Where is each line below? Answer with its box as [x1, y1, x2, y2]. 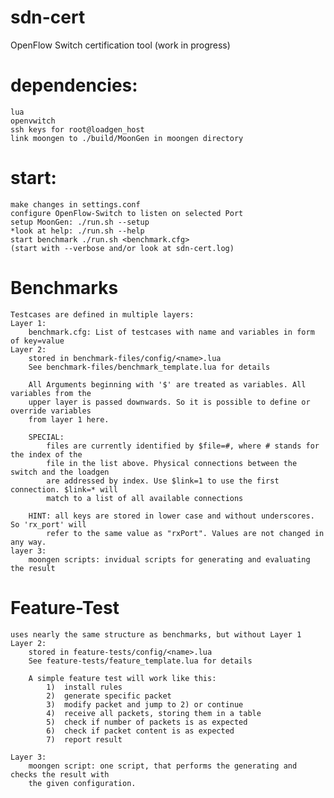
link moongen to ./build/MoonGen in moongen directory [10, 133, 244, 143]
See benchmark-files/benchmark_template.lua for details [28, 362, 271, 372]
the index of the [10, 449, 83, 460]
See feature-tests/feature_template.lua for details [28, 656, 253, 666]
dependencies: [10, 74, 138, 97]
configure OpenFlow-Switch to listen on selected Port [10, 208, 244, 218]
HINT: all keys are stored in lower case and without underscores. [28, 511, 315, 521]
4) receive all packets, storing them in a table [46, 708, 262, 718]
